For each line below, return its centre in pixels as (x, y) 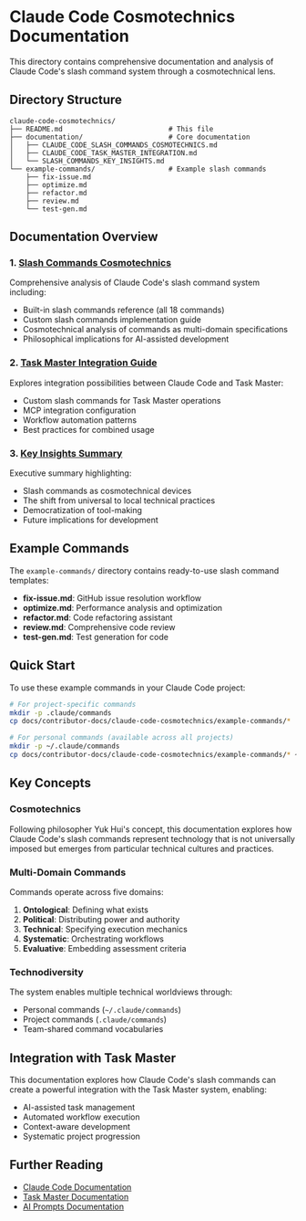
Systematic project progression (82, 1136)
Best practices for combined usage (88, 429)
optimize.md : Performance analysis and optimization (122, 607)
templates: (29, 580)
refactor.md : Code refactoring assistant (97, 617)
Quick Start (42, 665)
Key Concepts (50, 783)
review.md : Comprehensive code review (99, 626)
